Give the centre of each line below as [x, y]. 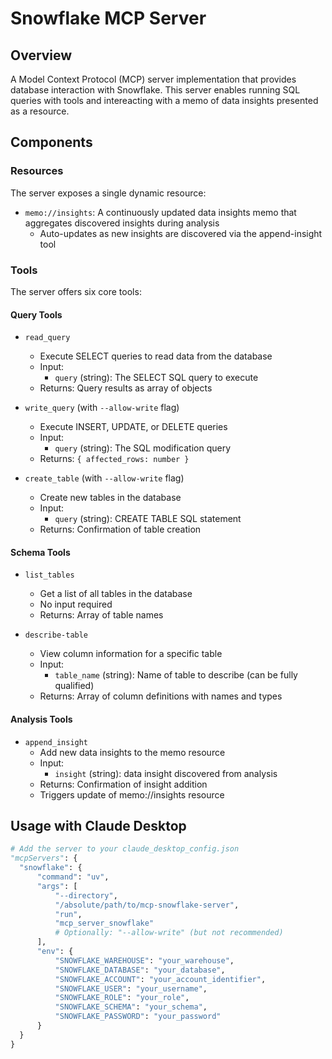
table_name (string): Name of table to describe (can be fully [176, 675]
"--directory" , [86, 895]
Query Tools [36, 314]
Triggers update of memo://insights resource [132, 794]
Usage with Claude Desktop [98, 825]
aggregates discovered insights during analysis [122, 223]
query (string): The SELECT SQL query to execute [156, 378]
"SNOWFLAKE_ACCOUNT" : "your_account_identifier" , [160, 979]
